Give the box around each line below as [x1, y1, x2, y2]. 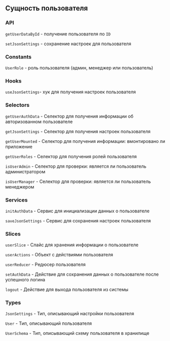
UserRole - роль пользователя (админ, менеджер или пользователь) [5, 64, 153, 70]
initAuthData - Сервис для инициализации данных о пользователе [5, 208, 150, 214]
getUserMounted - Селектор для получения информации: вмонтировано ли [5, 138, 165, 144]
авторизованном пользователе [5, 119, 73, 125]
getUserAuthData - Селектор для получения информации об [5, 113, 133, 119]
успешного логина [5, 277, 46, 283]
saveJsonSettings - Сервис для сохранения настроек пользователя [5, 217, 151, 223]
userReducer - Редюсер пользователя [5, 261, 86, 268]
